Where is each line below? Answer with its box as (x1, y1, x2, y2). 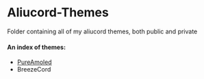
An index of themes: (7, 43, 66, 51)
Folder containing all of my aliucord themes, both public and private (7, 27, 198, 35)
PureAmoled (16, 58, 53, 66)
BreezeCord (16, 65, 51, 74)
